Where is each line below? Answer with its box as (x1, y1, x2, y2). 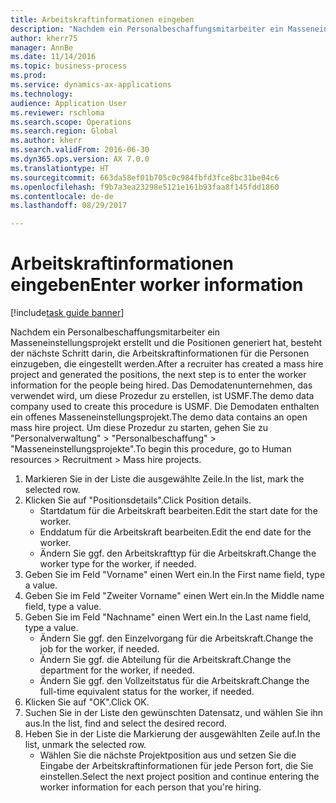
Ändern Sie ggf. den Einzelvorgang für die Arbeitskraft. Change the (39, 632, 314, 645)
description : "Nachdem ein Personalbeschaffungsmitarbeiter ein (10, 24, 284, 34)
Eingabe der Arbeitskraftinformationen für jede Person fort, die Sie (39, 760, 314, 772)
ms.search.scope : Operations (10, 117, 132, 127)
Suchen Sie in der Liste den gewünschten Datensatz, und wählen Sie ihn (24, 707, 324, 719)
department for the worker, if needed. (39, 664, 195, 676)
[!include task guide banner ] (10, 307, 125, 319)
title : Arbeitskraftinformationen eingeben (10, 14, 195, 25)
